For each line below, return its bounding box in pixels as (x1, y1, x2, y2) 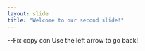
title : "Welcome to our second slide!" (7, 17, 125, 24)
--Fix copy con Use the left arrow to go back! (7, 36, 139, 44)
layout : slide (7, 10, 49, 17)
